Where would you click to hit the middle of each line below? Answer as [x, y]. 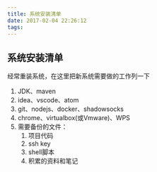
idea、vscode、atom [48, 100]
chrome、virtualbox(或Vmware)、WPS [74, 118]
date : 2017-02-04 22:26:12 [47, 21]
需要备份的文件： [42, 127]
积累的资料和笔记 [53, 161]
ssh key [39, 144]
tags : [15, 27]
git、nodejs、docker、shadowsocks [70, 109]
